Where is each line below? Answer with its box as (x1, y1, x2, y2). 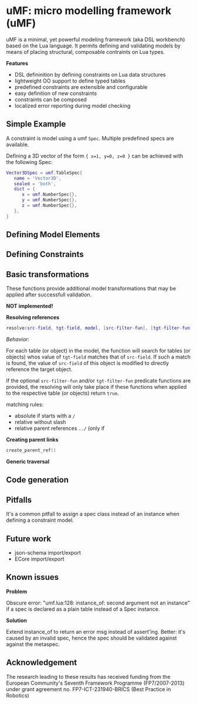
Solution (6, 617, 28, 624)
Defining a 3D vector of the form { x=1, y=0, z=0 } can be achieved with (6, 152, 184, 159)
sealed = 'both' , (13, 180, 57, 187)
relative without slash (14, 419, 66, 426)
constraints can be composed (14, 95, 87, 103)
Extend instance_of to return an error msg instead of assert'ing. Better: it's (6, 628, 186, 635)
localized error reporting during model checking (14, 102, 131, 109)
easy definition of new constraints (14, 90, 97, 97)
